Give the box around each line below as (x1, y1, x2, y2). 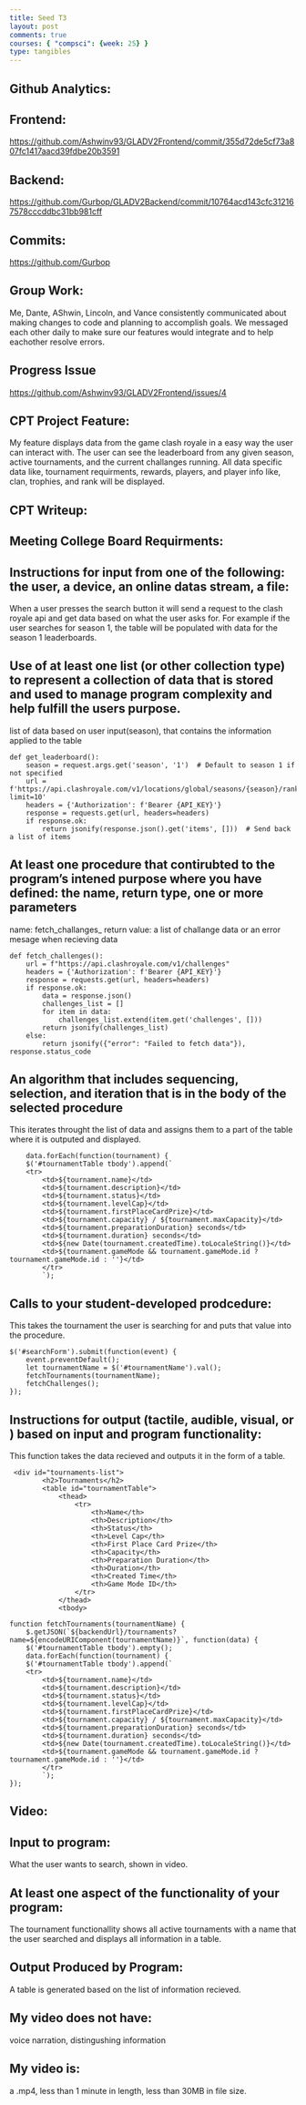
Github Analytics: (9, 81, 111, 97)
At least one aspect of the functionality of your (9, 1885, 280, 1901)
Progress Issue (9, 363, 97, 378)
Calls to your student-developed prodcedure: (9, 1296, 272, 1311)
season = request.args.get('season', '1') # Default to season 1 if (25, 760, 296, 770)
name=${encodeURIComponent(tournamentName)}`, (9, 1636, 189, 1645)
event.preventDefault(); (25, 1355, 120, 1365)
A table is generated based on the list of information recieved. (9, 1984, 241, 1995)
